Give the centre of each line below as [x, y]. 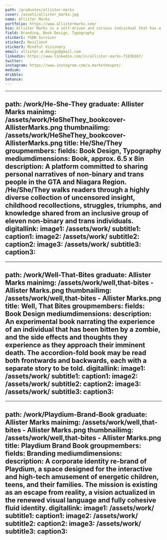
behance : [14, 79]
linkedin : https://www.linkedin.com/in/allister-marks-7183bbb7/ [74, 56]
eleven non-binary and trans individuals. [69, 221]
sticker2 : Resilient [27, 42]
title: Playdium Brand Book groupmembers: [73, 446]
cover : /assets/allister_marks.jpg [42, 14]
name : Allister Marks [28, 19]
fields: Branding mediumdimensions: [64, 453]
